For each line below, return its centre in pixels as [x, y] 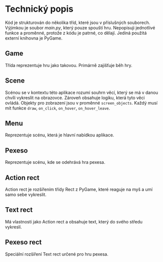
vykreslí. [13, 227]
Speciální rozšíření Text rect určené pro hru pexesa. [57, 254]
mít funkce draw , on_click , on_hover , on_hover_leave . [58, 108]
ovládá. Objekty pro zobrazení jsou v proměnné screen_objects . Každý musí [81, 103]
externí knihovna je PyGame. [34, 38]
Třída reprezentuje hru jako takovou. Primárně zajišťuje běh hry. [69, 65]
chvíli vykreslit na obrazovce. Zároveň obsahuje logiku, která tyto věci [75, 98]
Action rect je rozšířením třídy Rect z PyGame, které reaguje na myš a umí [79, 189]
